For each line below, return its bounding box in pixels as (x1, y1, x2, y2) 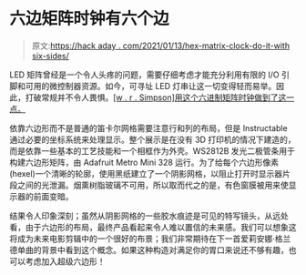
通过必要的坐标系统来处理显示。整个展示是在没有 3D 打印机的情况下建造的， (9, 134, 296, 145)
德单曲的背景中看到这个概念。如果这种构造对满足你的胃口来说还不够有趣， (9, 244, 289, 255)
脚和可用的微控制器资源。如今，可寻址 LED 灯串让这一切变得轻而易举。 (9, 80, 277, 91)
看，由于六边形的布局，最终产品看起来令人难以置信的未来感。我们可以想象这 (9, 221, 297, 232)
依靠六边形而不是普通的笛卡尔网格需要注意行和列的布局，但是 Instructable (9, 122, 289, 133)
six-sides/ (31, 50, 70, 61)
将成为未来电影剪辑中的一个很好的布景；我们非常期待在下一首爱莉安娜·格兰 (9, 233, 291, 244)
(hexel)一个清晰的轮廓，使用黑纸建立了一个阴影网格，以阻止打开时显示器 (9, 168, 283, 178)
